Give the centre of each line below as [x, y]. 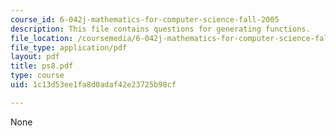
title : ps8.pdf [42, 66]
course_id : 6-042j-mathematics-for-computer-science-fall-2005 [145, 19]
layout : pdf [35, 57]
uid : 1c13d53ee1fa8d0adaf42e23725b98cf [93, 85]
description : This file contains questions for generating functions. [160, 29]
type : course [37, 76]
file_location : [42, 38]
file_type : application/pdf [69, 47]
